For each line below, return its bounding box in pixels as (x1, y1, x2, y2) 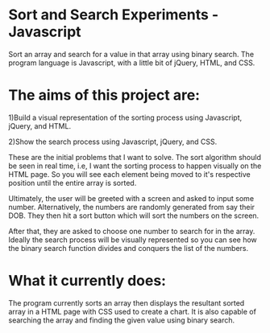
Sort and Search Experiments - (8, 6, 219, 24)
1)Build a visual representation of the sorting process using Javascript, (8, 113, 243, 122)
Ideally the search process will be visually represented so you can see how (8, 235, 258, 245)
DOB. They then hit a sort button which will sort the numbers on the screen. (8, 211, 260, 220)
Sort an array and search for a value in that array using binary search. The (8, 49, 255, 59)
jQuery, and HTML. (8, 121, 71, 130)
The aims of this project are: (8, 86, 200, 105)
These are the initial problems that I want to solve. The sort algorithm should (8, 152, 262, 162)
